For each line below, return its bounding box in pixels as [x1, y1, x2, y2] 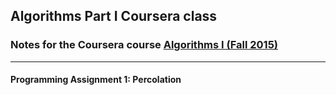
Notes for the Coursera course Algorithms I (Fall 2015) [10, 38, 278, 52]
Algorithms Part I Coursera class [10, 8, 218, 25]
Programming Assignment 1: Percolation [10, 74, 182, 86]
